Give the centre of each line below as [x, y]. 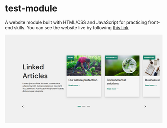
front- [154, 22]
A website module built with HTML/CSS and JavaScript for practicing [76, 22]
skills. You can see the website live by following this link [71, 27]
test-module [31, 9]
